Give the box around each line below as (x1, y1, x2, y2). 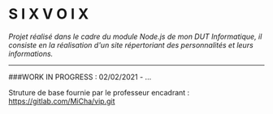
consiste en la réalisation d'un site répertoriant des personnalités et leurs (8, 40, 253, 49)
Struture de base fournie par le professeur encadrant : (8, 87, 190, 97)
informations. (8, 49, 54, 58)
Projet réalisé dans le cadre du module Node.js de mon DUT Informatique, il (8, 32, 262, 41)
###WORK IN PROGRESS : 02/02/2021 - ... (8, 72, 152, 82)
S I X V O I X (8, 5, 89, 23)
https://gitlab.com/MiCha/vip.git (8, 96, 115, 106)
